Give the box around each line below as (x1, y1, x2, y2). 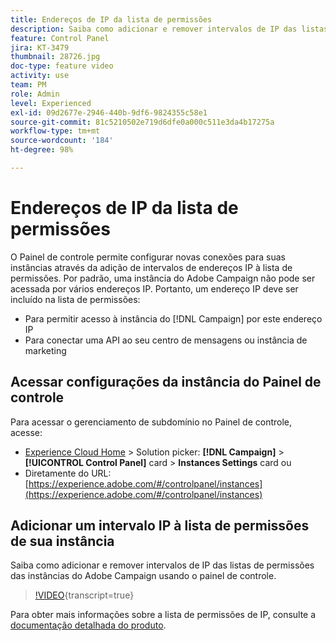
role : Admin (10, 89, 60, 99)
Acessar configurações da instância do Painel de (10, 374, 322, 391)
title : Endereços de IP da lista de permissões (10, 14, 213, 25)
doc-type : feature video (10, 61, 114, 71)
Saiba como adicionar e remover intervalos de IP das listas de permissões (10, 559, 315, 571)
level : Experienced (10, 98, 92, 108)
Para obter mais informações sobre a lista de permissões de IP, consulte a (10, 609, 317, 621)
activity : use (10, 71, 70, 81)
